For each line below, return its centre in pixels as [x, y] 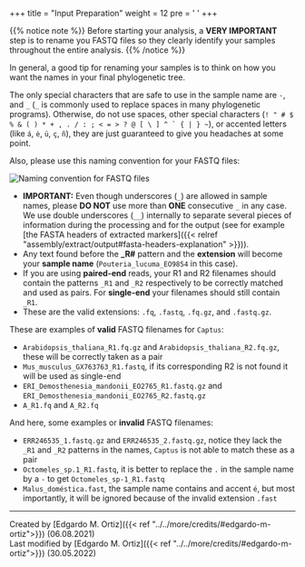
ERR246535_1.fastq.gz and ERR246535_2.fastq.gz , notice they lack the [152, 440]
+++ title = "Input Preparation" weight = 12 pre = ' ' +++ [113, 13]
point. [20, 143]
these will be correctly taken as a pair [93, 357]
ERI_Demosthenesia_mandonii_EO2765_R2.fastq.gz [114, 396]
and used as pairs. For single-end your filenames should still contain [151, 293]
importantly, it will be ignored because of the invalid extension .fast [150, 498]
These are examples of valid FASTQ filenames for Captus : [117, 329]
